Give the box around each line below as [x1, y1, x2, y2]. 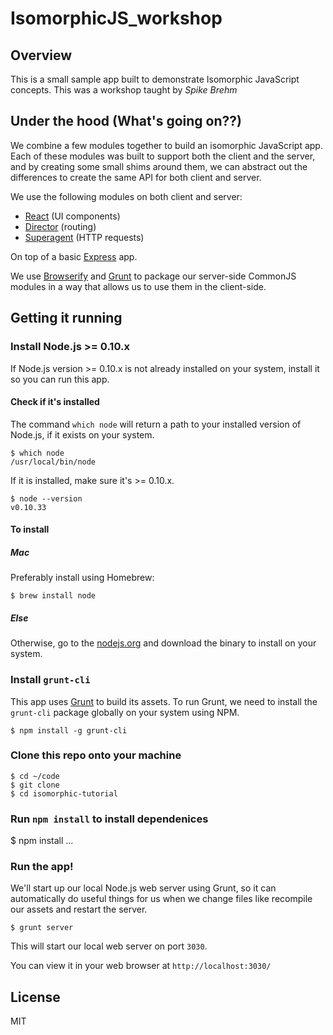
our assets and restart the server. [10, 903, 148, 916]
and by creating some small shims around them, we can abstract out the [10, 160, 308, 172]
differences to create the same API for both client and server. [10, 171, 262, 183]
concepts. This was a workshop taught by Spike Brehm [10, 84, 238, 96]
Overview [10, 47, 73, 64]
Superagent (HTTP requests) [24, 231, 145, 243]
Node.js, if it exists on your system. [10, 428, 155, 441]
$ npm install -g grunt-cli [10, 725, 128, 736]
